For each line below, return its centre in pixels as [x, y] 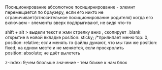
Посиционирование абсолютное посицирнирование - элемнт [70, 7]
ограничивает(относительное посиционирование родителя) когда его [79, 17]
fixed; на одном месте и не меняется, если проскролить [65, 48]
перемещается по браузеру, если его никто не [54, 12]
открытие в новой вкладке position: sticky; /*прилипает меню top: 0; [77, 37]
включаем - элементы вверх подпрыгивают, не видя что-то [68, 23]
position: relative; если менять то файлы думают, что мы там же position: [81, 43]
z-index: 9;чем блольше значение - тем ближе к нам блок [66, 62]
